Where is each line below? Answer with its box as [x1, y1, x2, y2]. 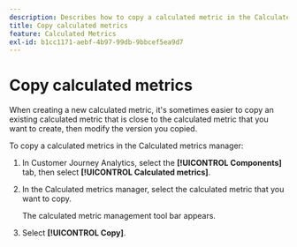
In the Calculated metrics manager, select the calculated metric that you [21, 184, 285, 195]
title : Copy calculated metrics [9, 21, 128, 30]
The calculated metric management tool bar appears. [21, 211, 217, 221]
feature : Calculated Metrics [9, 29, 117, 38]
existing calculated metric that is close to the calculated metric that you [9, 114, 270, 124]
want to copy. [21, 193, 72, 204]
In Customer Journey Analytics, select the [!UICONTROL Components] [21, 158, 283, 168]
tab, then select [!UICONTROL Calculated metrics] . [21, 167, 211, 177]
